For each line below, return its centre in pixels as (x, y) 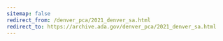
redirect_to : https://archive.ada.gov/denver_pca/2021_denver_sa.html (111, 26)
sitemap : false (29, 14)
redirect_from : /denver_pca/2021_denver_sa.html (79, 20)
